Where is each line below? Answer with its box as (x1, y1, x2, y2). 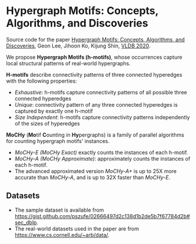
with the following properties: (6, 77, 78, 84)
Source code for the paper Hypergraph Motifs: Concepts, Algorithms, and (6, 36, 185, 43)
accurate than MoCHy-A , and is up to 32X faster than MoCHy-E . (14, 174, 171, 181)
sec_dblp (14, 219, 37, 226)
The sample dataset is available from (14, 206, 104, 213)
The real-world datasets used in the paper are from (14, 225, 139, 232)
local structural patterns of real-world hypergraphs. (6, 60, 131, 67)
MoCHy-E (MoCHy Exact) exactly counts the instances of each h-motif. (14, 148, 188, 156)
